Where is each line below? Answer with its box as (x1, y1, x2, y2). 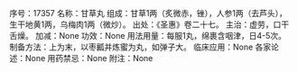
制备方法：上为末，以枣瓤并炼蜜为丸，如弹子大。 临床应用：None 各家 (9, 41, 272, 52)
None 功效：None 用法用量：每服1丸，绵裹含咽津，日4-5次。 (58, 31, 287, 40)
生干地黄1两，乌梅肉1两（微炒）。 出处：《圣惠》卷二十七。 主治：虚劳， (9, 19, 274, 30)
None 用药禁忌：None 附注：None (24, 53, 154, 63)
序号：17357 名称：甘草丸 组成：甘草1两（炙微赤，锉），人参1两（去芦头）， (9, 8, 287, 18)
